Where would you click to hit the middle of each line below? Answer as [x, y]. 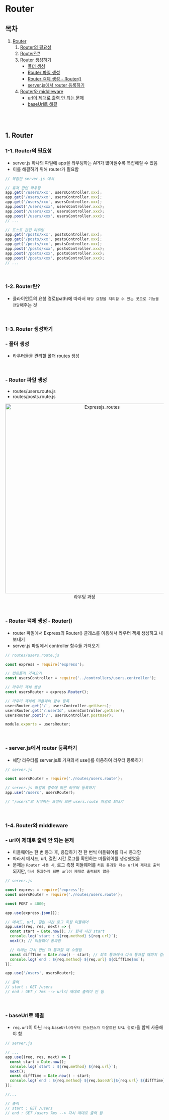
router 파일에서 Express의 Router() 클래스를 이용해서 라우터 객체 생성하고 [85, 633]
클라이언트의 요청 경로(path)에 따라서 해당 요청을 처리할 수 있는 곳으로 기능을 [86, 298]
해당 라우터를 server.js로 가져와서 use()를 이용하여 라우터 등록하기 [78, 760]
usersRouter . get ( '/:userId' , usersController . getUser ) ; [65, 710]
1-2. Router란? [23, 286]
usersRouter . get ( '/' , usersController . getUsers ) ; [58, 706]
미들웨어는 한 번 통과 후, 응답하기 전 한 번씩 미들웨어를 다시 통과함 [77, 852]
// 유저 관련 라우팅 [23, 188]
